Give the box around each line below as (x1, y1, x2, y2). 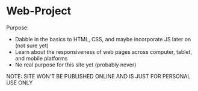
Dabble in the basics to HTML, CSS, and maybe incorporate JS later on (14, 35, 191, 43)
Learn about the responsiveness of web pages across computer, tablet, (14, 48, 193, 55)
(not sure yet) (14, 42, 49, 49)
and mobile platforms (14, 54, 68, 62)
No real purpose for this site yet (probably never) (14, 61, 137, 68)
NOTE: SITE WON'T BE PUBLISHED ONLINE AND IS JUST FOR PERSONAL (6, 72, 191, 80)
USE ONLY (6, 79, 33, 86)
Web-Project (6, 4, 72, 18)
